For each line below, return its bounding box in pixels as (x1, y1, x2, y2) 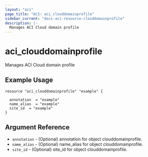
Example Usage (5, 76, 53, 84)
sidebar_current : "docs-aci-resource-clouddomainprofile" (5, 16, 125, 21)
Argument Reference (5, 123, 70, 131)
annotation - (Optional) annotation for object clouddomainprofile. (12, 136, 142, 142)
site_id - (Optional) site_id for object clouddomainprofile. (12, 146, 128, 152)
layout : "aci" (5, 7, 34, 12)
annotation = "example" (9, 97, 60, 102)
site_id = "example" (9, 106, 53, 110)
